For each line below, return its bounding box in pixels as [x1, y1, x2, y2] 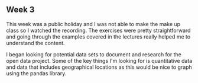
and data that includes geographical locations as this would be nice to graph [6, 63, 192, 71]
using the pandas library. [6, 69, 67, 76]
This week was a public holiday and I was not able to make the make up [6, 20, 181, 27]
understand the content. [6, 39, 65, 46]
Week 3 [6, 5, 35, 15]
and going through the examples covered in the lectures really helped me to [6, 33, 191, 40]
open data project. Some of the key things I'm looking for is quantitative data [6, 57, 193, 64]
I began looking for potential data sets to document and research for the [6, 50, 181, 58]
